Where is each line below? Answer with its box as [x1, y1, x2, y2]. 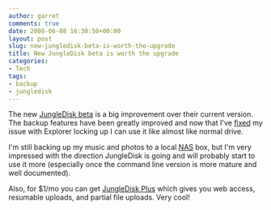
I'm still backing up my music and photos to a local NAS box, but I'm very [8, 143, 252, 152]
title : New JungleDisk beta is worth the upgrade [8, 49, 180, 58]
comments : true [8, 19, 60, 28]
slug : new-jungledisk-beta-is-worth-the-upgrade [8, 42, 176, 50]
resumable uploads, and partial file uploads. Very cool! [8, 192, 190, 203]
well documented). [8, 168, 71, 178]
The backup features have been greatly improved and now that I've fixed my [8, 118, 263, 128]
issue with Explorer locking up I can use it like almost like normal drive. [8, 126, 244, 136]
